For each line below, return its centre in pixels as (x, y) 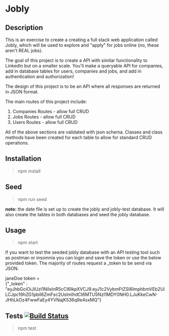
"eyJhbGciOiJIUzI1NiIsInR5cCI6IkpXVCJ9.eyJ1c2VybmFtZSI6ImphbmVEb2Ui (85, 289)
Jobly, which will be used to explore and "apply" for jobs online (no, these (82, 45)
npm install (29, 171)
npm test (27, 328)
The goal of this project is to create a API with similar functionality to (76, 60)
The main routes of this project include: (46, 102)
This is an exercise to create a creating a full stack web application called (81, 40)
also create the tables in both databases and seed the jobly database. (78, 214)
